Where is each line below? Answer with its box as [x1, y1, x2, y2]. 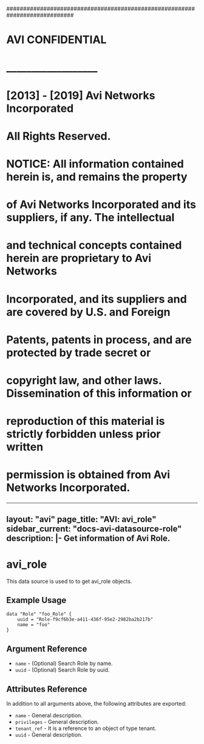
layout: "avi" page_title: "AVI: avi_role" [6, 514, 157, 525]
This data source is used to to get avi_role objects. [6, 577, 132, 585]
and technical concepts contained [6, 238, 182, 252]
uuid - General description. [15, 731, 83, 738]
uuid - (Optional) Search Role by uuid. [15, 666, 110, 673]
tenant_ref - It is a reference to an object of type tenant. [15, 725, 157, 732]
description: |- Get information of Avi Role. [6, 533, 171, 543]
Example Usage [6, 595, 67, 605]
